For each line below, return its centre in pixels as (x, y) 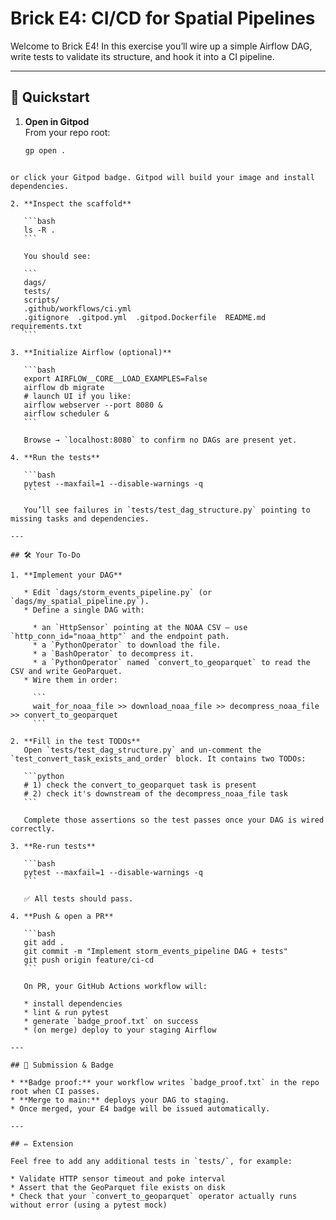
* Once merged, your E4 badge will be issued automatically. (140, 1108)
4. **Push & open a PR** (62, 916)
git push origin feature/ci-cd (89, 960)
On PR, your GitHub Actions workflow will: (115, 986)
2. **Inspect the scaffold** (71, 203)
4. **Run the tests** (55, 457)
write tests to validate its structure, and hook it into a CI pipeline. (142, 56)
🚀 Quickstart (50, 97)
